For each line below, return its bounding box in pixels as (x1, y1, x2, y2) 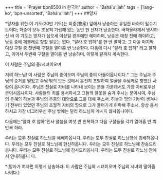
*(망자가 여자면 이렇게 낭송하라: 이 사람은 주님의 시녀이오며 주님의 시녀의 (5, 163, 143, 169)
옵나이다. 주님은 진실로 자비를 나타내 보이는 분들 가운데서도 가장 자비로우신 (14, 84, 156, 90)
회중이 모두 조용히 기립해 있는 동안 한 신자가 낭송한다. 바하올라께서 (19, 27, 145, 33)
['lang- (140, 4, 154, 10)
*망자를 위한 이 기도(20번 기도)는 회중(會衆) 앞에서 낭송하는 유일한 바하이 (5, 21, 145, 26)
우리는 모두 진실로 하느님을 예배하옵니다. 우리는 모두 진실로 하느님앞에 (5, 135, 138, 141)
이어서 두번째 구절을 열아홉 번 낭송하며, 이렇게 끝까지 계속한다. (11, 51, 130, 57)
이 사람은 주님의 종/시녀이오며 (5, 61, 62, 67)
